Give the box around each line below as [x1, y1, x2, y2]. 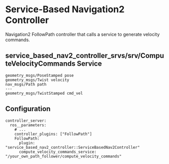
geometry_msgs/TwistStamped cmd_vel [5, 91, 83, 96]
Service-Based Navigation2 [5, 4, 125, 15]
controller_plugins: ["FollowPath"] [14, 131, 93, 136]
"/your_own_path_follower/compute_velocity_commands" [5, 154, 122, 159]
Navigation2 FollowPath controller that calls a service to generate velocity [5, 31, 160, 37]
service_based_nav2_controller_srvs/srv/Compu [5, 51, 164, 60]
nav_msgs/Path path [5, 81, 47, 87]
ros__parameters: [10, 122, 47, 128]
